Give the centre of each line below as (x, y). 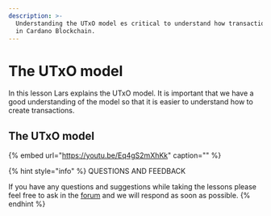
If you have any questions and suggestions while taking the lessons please (132, 187)
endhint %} (27, 204)
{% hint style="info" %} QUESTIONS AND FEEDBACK (97, 172)
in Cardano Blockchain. (55, 31)
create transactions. (42, 111)
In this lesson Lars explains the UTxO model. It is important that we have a (131, 93)
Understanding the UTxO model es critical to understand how (121, 23)
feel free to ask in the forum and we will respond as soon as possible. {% (129, 196)
